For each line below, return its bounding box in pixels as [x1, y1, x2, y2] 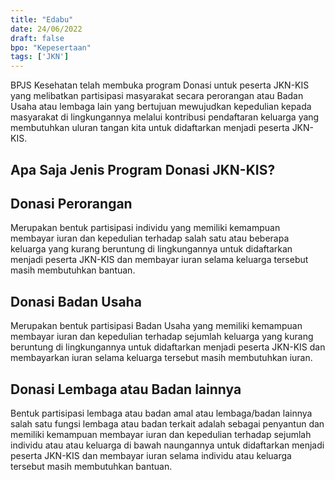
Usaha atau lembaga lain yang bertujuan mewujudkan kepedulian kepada [10, 101, 312, 113]
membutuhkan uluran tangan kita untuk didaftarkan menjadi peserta [10, 122, 290, 134]
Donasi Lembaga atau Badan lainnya [10, 381, 242, 398]
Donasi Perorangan [10, 195, 133, 212]
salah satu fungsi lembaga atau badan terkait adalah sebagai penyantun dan [10, 417, 325, 430]
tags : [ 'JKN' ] [10, 52, 70, 62]
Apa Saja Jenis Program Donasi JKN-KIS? [10, 161, 276, 178]
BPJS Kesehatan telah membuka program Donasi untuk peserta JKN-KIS [10, 79, 310, 91]
